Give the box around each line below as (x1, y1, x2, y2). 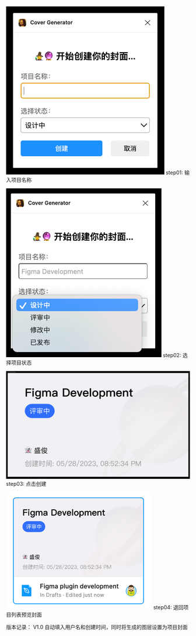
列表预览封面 (10, 611, 42, 618)
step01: (165, 169, 184, 176)
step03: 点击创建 (6, 481, 47, 488)
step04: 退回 (153, 604, 184, 611)
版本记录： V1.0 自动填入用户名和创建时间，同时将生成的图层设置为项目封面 (6, 624, 188, 631)
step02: (162, 352, 181, 358)
